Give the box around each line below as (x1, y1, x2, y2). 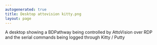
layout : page (5, 16, 32, 21)
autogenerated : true (5, 7, 47, 12)
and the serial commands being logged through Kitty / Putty (5, 34, 125, 40)
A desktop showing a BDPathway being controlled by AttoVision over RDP (5, 30, 153, 35)
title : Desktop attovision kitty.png (5, 12, 82, 16)
